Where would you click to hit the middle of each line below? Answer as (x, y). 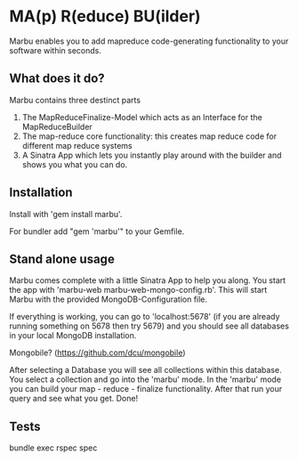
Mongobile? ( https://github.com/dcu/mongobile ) (97, 353)
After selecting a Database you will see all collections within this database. (145, 370)
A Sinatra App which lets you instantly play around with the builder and (152, 155)
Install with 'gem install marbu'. (66, 214)
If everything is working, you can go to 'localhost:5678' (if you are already (145, 317)
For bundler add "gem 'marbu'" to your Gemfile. (97, 231)
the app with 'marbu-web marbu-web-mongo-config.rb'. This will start (138, 290)
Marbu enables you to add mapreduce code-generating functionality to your (149, 41)
